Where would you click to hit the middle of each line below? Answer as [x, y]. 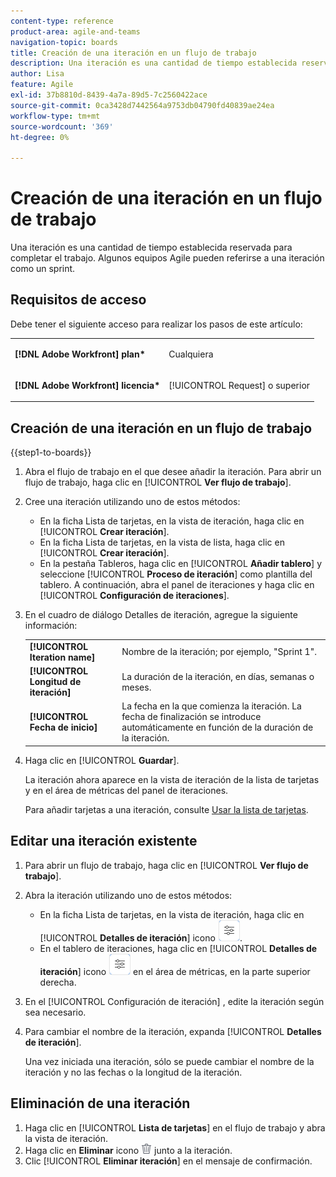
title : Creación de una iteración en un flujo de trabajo [133, 53]
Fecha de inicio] [63, 727]
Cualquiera [191, 354]
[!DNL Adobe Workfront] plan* [80, 354]
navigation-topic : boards [64, 42]
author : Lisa [37, 74]
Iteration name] [62, 657]
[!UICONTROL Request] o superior [239, 385]
